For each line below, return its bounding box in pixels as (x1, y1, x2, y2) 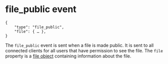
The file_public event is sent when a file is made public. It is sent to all (5, 42, 154, 48)
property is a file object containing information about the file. (5, 53, 132, 59)
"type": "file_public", (14, 24, 65, 30)
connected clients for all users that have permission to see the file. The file (5, 47, 163, 53)
